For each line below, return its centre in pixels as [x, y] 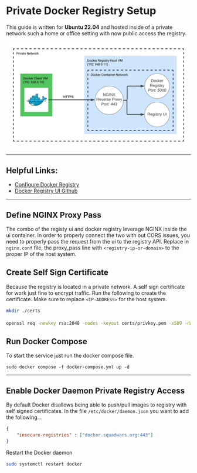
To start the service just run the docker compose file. [70, 356]
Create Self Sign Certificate [57, 273]
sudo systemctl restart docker [44, 464]
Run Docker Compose [47, 342]
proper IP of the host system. [41, 254]
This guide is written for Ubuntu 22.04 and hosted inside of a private [89, 27]
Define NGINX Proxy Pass [54, 215]
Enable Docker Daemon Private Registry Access [95, 390]
